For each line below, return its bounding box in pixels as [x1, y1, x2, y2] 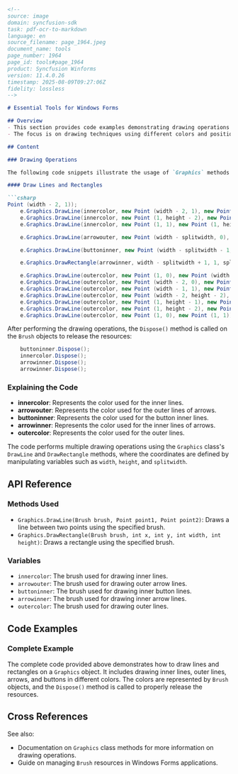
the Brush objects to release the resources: [7, 332, 132, 341]
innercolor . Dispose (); [20, 353, 87, 360]
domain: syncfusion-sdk [7, 19, 78, 26]
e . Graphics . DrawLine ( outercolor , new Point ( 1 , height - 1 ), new [20, 298, 217, 306]
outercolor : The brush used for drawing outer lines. [17, 602, 169, 611]
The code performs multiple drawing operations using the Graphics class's [7, 443, 225, 451]
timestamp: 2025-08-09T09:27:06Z [7, 78, 106, 86]
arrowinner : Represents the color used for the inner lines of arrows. [17, 421, 216, 430]
